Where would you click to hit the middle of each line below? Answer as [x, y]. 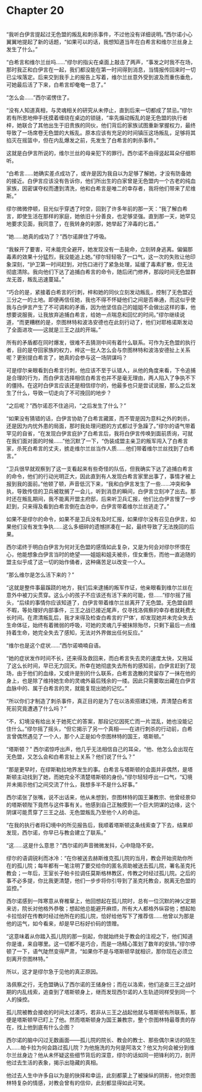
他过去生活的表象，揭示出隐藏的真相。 [54, 1063]
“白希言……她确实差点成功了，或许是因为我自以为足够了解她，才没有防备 [96, 173]
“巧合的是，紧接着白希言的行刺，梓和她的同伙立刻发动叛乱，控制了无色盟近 [100, 292]
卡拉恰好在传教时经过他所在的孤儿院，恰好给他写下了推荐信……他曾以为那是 [100, 916]
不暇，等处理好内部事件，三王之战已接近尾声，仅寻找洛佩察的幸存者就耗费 [98, 610]
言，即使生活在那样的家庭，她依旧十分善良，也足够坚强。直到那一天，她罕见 [101, 216]
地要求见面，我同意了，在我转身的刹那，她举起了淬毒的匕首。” [83, 224]
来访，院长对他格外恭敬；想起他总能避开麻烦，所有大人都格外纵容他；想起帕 [101, 908]
